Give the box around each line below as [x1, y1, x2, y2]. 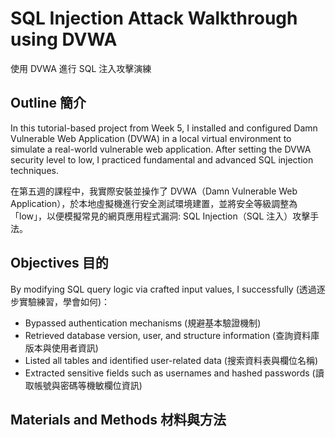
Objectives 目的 [10, 255, 109, 272]
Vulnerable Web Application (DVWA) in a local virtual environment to [10, 132, 292, 144]
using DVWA [10, 28, 118, 51]
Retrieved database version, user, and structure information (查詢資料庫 [24, 329, 320, 341]
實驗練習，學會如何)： [18, 295, 111, 307]
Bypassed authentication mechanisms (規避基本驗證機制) [24, 317, 262, 329]
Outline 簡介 [10, 95, 87, 112]
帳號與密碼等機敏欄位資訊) [33, 379, 143, 391]
